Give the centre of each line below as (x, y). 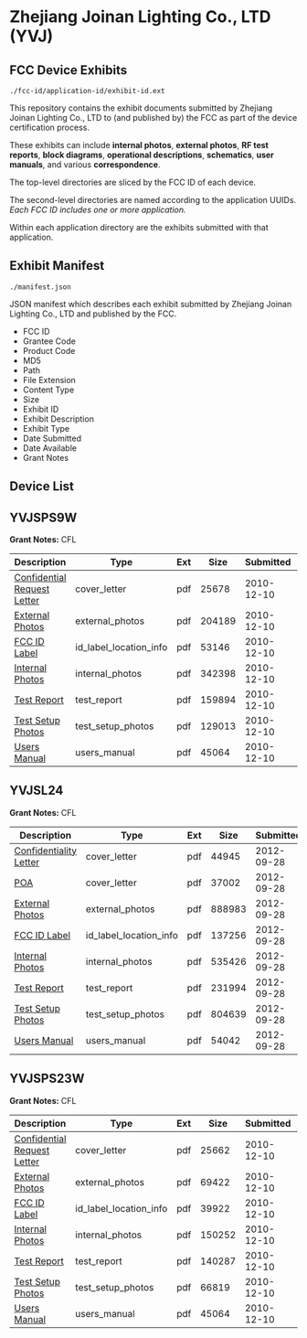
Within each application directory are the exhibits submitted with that (139, 227)
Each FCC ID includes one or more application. (98, 209)
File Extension (49, 380)
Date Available (50, 448)
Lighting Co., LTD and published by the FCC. (93, 314)
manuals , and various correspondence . (85, 165)
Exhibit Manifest (57, 266)
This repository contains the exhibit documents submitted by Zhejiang (141, 108)
